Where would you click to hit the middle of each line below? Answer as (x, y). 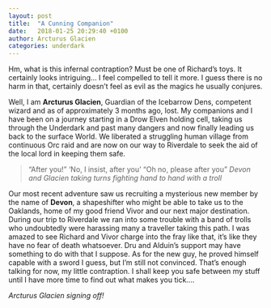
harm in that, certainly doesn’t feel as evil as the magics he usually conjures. (135, 87)
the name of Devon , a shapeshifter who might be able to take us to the (126, 203)
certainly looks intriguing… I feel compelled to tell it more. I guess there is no (135, 78)
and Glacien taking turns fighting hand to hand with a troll (125, 178)
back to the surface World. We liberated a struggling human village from (129, 137)
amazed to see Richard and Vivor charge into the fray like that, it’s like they (133, 237)
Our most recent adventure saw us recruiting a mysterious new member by (133, 194)
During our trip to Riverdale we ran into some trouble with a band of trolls (130, 220)
